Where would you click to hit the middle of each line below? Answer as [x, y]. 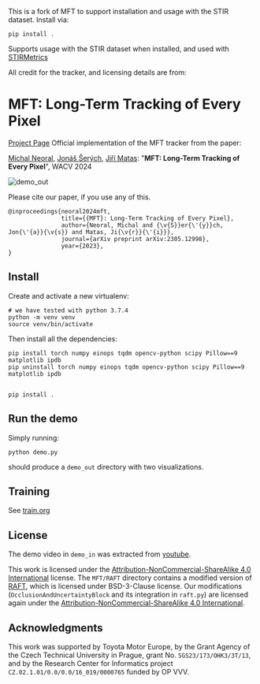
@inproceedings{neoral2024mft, [59, 211]
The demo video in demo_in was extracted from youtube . [100, 554]
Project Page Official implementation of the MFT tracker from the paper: [125, 143]
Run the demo [43, 419]
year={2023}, [82, 246]
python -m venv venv [42, 317]
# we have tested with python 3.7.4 [68, 310]
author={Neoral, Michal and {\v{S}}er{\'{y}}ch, [142, 225]
